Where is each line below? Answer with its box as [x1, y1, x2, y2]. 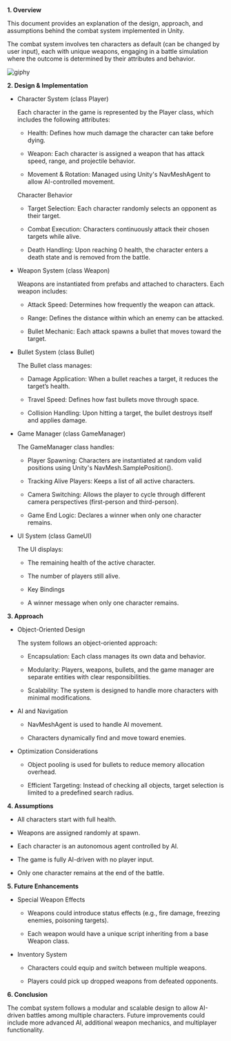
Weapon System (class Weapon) [17, 266, 110, 275]
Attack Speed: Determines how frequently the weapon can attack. [27, 300, 215, 309]
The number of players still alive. [27, 572, 121, 580]
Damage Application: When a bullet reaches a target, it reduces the [27, 375, 219, 382]
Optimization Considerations [17, 747, 99, 755]
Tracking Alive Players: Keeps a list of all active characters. [27, 477, 195, 485]
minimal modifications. [27, 694, 92, 701]
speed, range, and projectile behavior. [27, 157, 136, 165]
